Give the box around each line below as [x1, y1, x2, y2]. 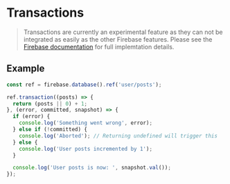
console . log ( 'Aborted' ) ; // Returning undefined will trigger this [19, 132, 218, 140]
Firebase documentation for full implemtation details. [23, 42, 175, 51]
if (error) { [12, 113, 51, 120]
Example [6, 62, 45, 74]
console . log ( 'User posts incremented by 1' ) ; [19, 145, 153, 152]
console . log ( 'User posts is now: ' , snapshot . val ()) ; [12, 165, 171, 172]
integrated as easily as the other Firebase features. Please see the [23, 35, 213, 43]
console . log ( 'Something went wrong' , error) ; [19, 119, 153, 126]
